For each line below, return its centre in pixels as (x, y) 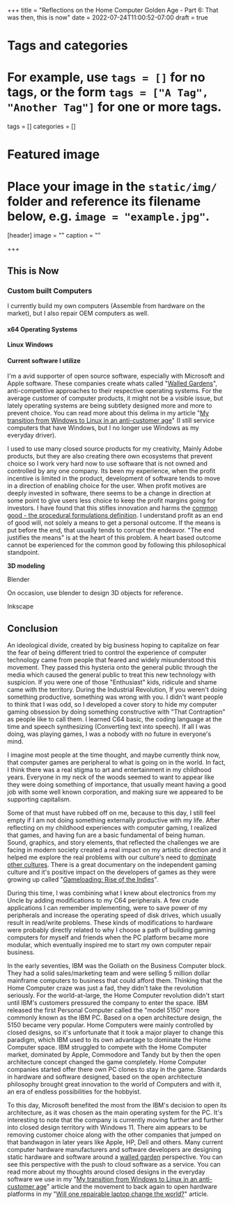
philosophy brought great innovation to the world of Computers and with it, (114, 1084)
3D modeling (26, 566)
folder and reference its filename (104, 201)
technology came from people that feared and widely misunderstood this (112, 660)
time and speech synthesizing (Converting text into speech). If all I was (109, 727)
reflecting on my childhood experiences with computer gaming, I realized (112, 828)
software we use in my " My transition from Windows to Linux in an (102, 1179)
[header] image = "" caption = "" (54, 236)
